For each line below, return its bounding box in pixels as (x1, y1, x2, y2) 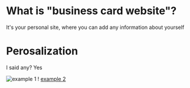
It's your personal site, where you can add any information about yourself (6, 24, 185, 31)
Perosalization (6, 44, 78, 58)
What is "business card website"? (6, 4, 177, 18)
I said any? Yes (6, 64, 42, 71)
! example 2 (37, 75, 66, 82)
